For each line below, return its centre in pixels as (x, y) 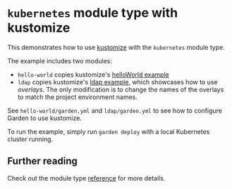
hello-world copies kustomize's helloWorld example (93, 74)
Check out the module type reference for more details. (86, 178)
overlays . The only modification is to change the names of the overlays (121, 89)
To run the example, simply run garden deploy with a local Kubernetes (109, 131)
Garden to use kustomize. (45, 118)
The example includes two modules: (60, 60)
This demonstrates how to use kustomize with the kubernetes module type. (116, 47)
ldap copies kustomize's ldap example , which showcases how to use (117, 82)
